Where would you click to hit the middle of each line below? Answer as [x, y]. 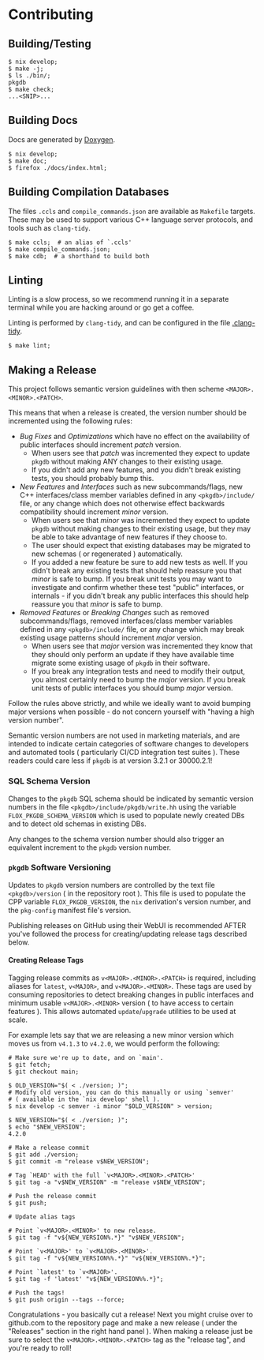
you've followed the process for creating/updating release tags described [128, 934]
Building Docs [43, 120]
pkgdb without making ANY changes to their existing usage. [127, 462]
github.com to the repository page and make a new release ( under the [123, 1323]
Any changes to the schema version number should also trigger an [116, 839]
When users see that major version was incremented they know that [142, 646]
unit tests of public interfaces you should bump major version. [132, 688]
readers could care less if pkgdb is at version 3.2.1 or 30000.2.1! [110, 761]
